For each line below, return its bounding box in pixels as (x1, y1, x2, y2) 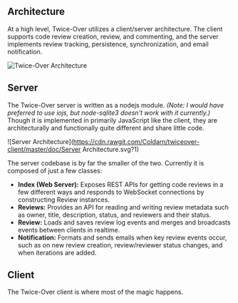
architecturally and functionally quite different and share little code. (7, 123, 205, 132)
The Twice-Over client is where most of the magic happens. (7, 288, 184, 297)
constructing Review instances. (17, 195, 110, 204)
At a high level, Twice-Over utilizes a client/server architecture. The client (7, 24, 223, 33)
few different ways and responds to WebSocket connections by (17, 188, 205, 196)
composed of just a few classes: (7, 166, 103, 175)
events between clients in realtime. (17, 225, 120, 234)
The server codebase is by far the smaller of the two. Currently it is (7, 158, 205, 167)
